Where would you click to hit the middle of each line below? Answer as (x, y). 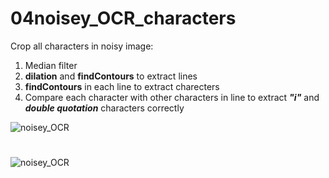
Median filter (51, 65)
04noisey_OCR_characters (123, 18)
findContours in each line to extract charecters (122, 86)
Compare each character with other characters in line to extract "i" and (172, 97)
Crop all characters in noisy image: (82, 46)
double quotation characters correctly (104, 108)
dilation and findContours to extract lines (111, 76)
